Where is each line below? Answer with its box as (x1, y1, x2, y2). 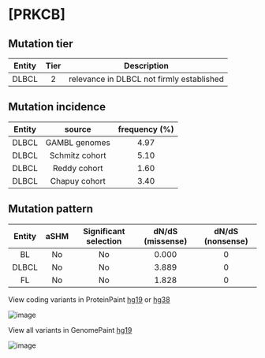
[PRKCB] (8, 6, 65, 24)
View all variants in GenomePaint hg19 (8, 325, 132, 334)
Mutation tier (8, 37, 73, 50)
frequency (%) (118, 124, 175, 135)
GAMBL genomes (45, 136, 110, 147)
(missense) (144, 235, 188, 246)
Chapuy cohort (50, 175, 106, 186)
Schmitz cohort (50, 150, 106, 161)
